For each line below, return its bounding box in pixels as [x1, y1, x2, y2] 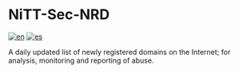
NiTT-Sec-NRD [8, 6, 110, 24]
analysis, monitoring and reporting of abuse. [8, 56, 154, 65]
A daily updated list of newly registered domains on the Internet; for [8, 47, 231, 56]
